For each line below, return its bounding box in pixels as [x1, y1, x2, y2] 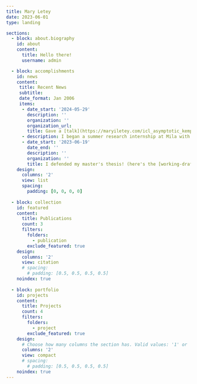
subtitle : [19, 90, 43, 96]
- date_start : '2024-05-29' [21, 106, 91, 112]
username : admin [21, 57, 62, 64]
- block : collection [11, 199, 62, 205]
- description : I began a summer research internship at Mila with [21, 133, 191, 140]
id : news [16, 74, 38, 79]
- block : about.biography [11, 36, 75, 42]
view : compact [21, 352, 57, 359]
